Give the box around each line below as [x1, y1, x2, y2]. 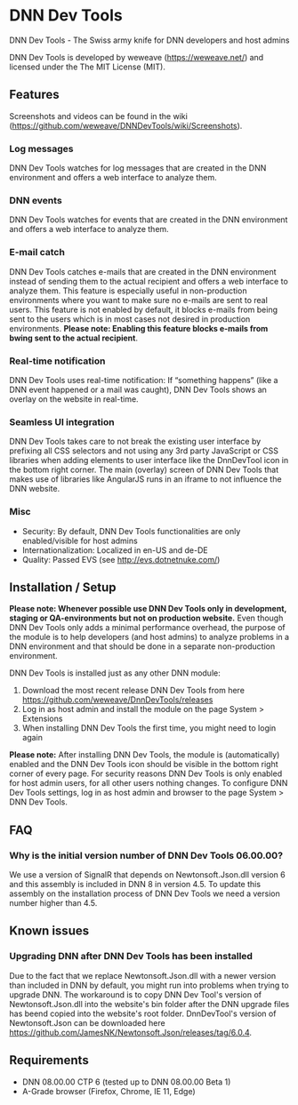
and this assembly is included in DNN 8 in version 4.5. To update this [9, 879, 261, 890]
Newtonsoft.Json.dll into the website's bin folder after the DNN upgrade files [9, 998, 290, 1009]
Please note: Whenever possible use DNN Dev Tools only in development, [9, 604, 287, 614]
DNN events [9, 194, 62, 206]
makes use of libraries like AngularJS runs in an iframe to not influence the [9, 474, 282, 484]
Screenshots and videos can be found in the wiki [9, 110, 189, 121]
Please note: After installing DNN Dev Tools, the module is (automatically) [9, 749, 280, 760]
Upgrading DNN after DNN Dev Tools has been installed [9, 950, 254, 963]
